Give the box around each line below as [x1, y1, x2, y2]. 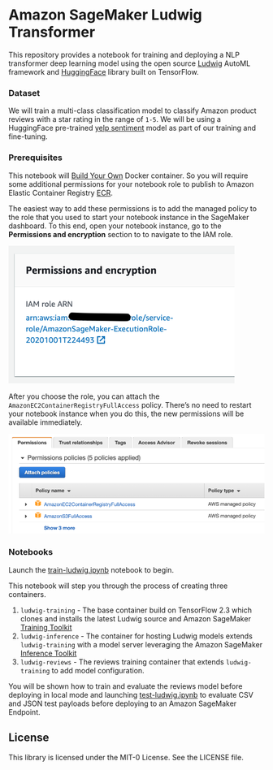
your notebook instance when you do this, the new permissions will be [8, 409, 245, 418]
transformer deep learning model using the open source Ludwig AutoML [8, 58, 251, 68]
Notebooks [8, 547, 54, 558]
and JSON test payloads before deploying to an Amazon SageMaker [8, 699, 237, 708]
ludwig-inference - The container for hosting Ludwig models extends [19, 631, 253, 641]
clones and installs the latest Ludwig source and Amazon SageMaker [19, 613, 252, 623]
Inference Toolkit [19, 648, 77, 658]
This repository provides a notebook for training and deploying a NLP [8, 50, 240, 59]
